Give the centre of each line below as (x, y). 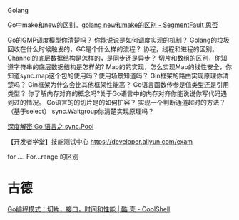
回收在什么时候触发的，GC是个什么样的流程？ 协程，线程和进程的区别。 (113, 49)
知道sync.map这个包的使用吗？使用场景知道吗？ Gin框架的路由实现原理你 (115, 75)
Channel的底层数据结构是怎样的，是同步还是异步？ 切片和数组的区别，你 (114, 58)
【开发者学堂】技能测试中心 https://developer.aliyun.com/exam (100, 141)
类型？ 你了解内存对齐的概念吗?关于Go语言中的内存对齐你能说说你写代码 (114, 93)
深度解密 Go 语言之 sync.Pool (51, 126)
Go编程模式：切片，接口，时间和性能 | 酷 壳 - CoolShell (89, 209)
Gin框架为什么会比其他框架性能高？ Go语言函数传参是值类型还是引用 (128, 84)
